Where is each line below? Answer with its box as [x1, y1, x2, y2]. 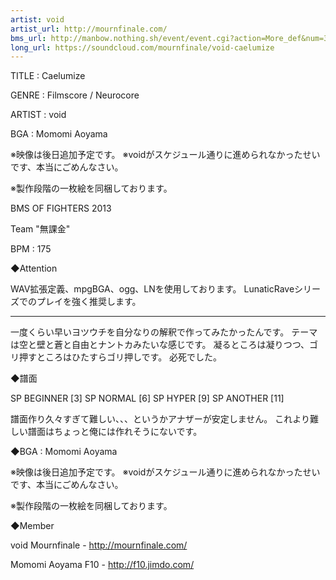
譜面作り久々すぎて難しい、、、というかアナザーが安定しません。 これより [10, 413, 310, 425]
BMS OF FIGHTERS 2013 [10, 202, 112, 215]
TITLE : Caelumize [10, 70, 86, 82]
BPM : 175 [10, 243, 52, 255]
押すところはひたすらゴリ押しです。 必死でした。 [18, 351, 223, 363]
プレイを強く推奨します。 [36, 296, 142, 308]
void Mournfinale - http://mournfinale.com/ [10, 539, 188, 551]
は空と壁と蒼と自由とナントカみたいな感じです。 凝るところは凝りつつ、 [10, 339, 310, 351]
